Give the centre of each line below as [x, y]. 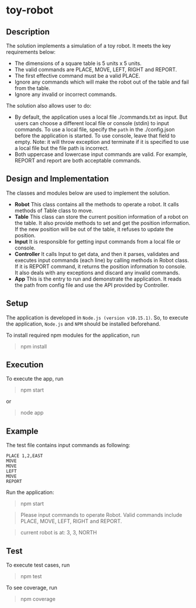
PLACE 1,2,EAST [25, 456]
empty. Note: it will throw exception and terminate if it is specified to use [102, 142]
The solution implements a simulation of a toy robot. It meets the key [89, 46]
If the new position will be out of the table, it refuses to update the [94, 229]
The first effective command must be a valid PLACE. [77, 76]
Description [28, 32]
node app [32, 413]
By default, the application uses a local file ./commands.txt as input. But [101, 117]
